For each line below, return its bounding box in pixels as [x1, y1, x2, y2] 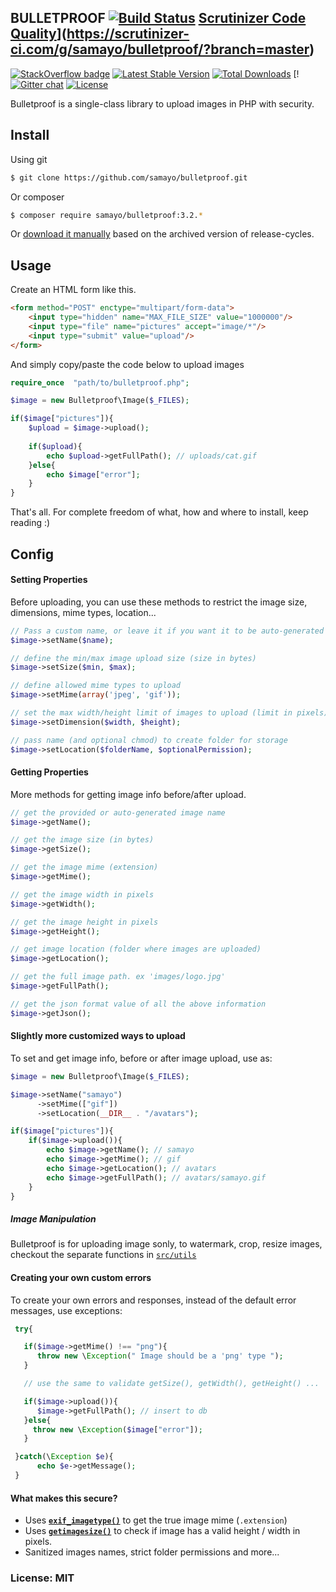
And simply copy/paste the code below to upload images [10, 358, 245, 370]
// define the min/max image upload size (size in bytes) [10, 653, 257, 663]
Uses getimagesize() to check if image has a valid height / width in [24, 1525, 301, 1537]
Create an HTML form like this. [10, 284, 137, 296]
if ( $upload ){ [28, 441, 83, 451]
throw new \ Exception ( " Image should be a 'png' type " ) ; [36, 1351, 284, 1361]
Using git [10, 153, 48, 165]
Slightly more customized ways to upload [10, 1030, 186, 1042]
